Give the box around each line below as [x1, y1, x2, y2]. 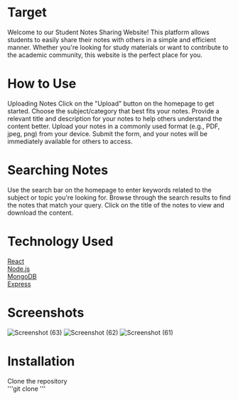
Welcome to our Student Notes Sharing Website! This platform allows [7, 28, 210, 36]
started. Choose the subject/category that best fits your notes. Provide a [7, 106, 220, 115]
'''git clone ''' [7, 384, 46, 393]
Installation [7, 353, 75, 369]
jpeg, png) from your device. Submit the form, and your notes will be [7, 129, 208, 138]
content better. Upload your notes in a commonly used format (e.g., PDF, [7, 122, 220, 130]
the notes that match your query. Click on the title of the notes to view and [7, 200, 225, 209]
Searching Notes [7, 162, 109, 178]
